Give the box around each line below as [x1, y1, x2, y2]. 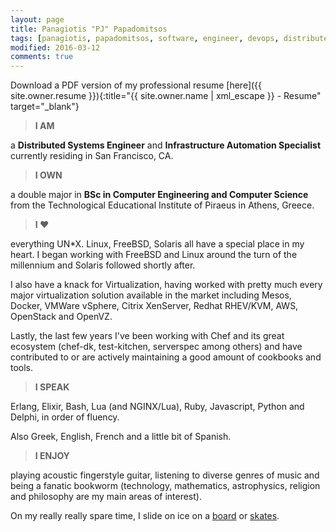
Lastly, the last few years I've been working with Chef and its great [10, 330, 285, 342]
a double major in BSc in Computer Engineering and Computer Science [10, 189, 309, 201]
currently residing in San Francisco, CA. [10, 150, 174, 162]
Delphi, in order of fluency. [10, 411, 120, 423]
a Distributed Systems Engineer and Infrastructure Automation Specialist [10, 139, 322, 151]
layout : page [10, 14, 65, 25]
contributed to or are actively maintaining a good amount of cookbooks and [10, 351, 322, 363]
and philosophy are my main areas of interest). [10, 491, 202, 503]
